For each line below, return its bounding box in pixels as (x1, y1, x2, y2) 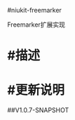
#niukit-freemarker (7, 6, 62, 14)
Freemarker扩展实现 (7, 20, 65, 29)
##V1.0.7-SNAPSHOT (7, 106, 69, 114)
